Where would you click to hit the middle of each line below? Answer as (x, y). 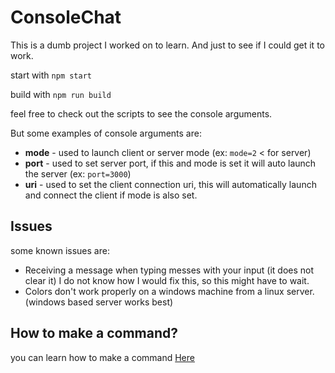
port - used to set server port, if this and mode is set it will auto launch (170, 163)
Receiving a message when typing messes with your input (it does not (169, 270)
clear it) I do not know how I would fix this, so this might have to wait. (167, 280)
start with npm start (51, 75)
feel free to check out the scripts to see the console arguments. (141, 113)
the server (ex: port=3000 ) (78, 173)
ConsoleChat (66, 17)
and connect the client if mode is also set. (111, 195)
